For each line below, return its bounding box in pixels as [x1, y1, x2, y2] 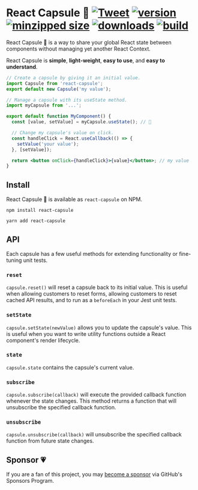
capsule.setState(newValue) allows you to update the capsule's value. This [6, 324, 192, 331]
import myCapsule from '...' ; [6, 102, 82, 108]
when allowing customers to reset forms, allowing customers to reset [6, 290, 177, 297]
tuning [6, 256, 22, 264]
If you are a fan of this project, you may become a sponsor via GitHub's [6, 471, 183, 478]
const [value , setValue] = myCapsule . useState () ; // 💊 [11, 119, 152, 125]
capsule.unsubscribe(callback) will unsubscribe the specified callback [6, 431, 182, 438]
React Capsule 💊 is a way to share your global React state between [6, 39, 172, 46]
